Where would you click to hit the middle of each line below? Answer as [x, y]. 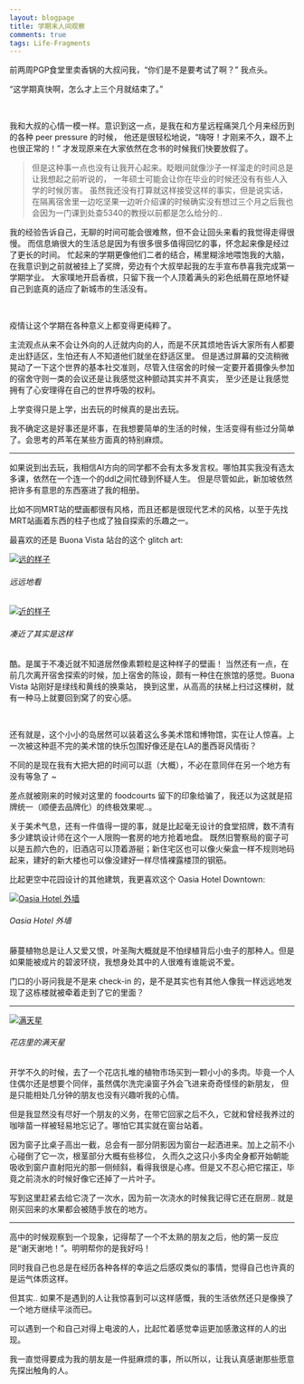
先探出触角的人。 [41, 1370]
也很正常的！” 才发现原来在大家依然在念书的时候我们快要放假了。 [131, 148]
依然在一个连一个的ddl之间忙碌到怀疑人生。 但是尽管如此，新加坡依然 [163, 479]
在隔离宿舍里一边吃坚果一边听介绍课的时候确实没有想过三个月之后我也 [162, 202]
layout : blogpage [42, 18]
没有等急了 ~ [33, 776]
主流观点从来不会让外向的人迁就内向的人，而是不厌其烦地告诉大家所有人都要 [152, 345]
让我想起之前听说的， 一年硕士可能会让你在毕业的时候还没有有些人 [156, 179]
